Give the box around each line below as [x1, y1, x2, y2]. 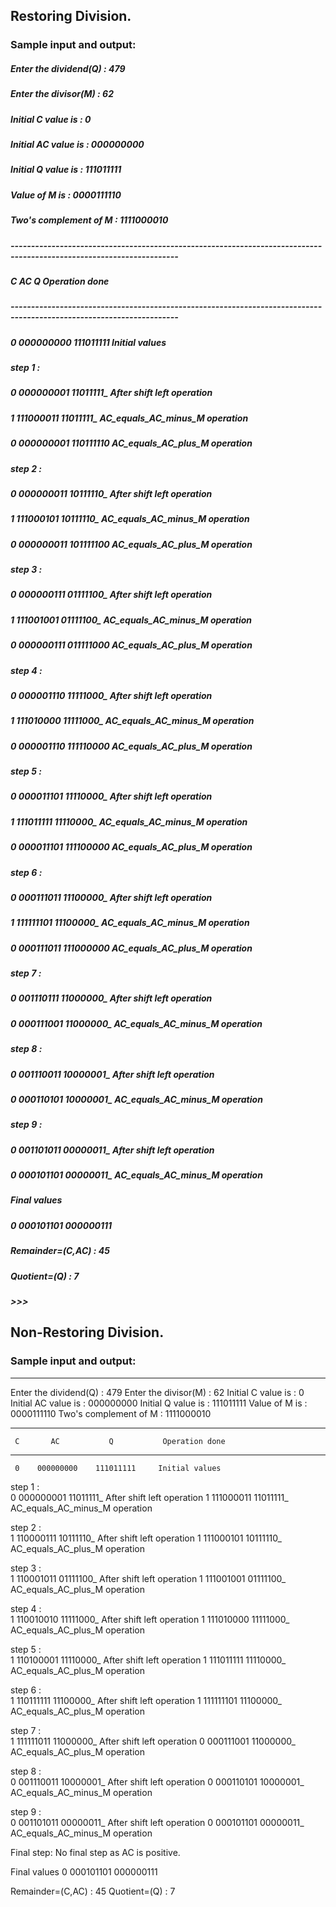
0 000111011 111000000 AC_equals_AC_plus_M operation [10, 942, 253, 954]
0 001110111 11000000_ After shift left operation [10, 992, 213, 1004]
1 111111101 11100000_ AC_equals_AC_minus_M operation [10, 917, 250, 929]
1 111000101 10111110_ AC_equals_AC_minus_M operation [10, 513, 250, 525]
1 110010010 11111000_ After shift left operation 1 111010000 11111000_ [10, 1613, 290, 1625]
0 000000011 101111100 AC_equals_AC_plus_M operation [10, 538, 253, 550]
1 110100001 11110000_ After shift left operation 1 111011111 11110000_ [10, 1654, 287, 1666]
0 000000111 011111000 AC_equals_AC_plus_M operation [10, 639, 253, 651]
